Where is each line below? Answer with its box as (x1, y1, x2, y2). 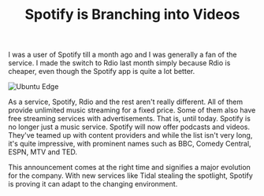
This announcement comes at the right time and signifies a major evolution (8, 163, 251, 172)
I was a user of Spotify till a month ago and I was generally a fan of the (8, 50, 237, 60)
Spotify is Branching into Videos (24, 6, 240, 24)
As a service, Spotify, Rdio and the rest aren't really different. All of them (8, 97, 243, 107)
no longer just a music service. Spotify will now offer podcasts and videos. (8, 122, 251, 131)
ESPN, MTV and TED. (8, 147, 77, 157)
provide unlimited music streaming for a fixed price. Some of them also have (8, 105, 256, 115)
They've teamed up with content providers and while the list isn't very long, (8, 131, 253, 140)
